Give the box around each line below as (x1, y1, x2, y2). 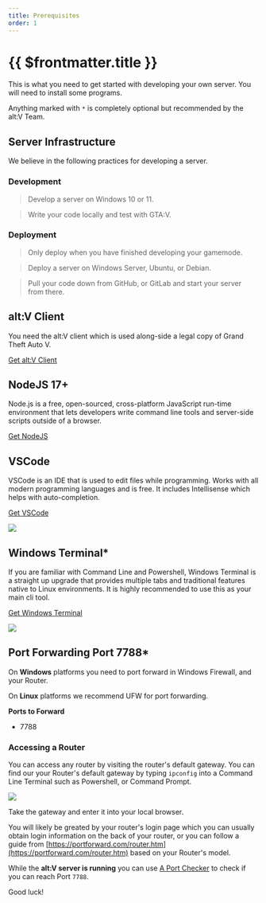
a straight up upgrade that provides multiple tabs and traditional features (8, 576, 246, 585)
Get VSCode (8, 508, 49, 518)
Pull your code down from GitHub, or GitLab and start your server (27, 278, 242, 287)
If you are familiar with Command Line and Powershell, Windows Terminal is (8, 567, 256, 577)
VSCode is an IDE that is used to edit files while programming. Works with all (8, 475, 259, 486)
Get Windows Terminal (8, 608, 83, 618)
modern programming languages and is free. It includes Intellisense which (8, 484, 251, 494)
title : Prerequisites (8, 11, 80, 20)
